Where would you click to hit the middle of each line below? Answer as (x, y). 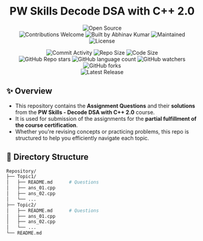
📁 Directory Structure (48, 157)
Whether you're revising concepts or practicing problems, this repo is (102, 131)
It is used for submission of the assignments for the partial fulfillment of (106, 118)
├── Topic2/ (21, 205)
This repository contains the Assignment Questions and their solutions (105, 106)
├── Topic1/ (21, 177)
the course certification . (46, 125)
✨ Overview (29, 91)
